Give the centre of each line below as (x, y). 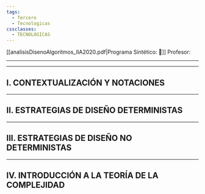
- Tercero (24, 18)
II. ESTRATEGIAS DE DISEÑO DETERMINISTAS (95, 110)
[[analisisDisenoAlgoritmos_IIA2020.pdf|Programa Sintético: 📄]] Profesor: (99, 52)
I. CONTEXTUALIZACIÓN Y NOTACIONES (86, 83)
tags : (13, 12)
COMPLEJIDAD (36, 185)
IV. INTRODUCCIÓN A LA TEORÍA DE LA (82, 175)
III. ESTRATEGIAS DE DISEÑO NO (69, 138)
